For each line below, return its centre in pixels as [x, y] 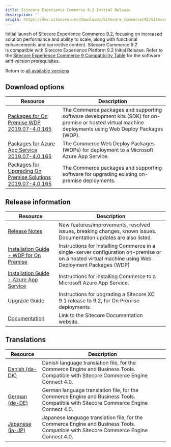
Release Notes [25, 231]
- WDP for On [24, 255]
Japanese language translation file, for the [92, 417]
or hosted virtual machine [113, 123]
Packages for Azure [31, 144]
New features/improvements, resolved [104, 225]
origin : [13, 19]
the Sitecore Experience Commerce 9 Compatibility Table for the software [83, 56]
